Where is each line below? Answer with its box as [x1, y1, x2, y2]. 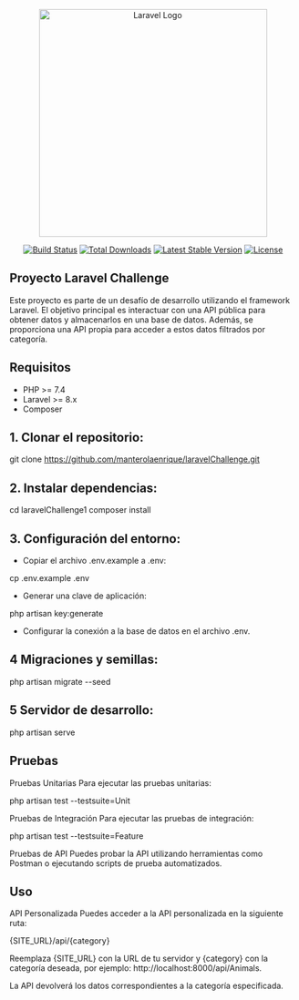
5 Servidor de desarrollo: [9, 702, 154, 719]
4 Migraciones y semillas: [9, 652, 159, 668]
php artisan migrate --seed [9, 676, 111, 687]
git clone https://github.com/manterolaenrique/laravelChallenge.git [9, 454, 260, 464]
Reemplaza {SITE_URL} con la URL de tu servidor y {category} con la [9, 953, 269, 964]
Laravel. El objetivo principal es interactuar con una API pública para [9, 304, 266, 315]
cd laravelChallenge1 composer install [9, 505, 152, 515]
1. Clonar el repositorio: [9, 430, 144, 445]
